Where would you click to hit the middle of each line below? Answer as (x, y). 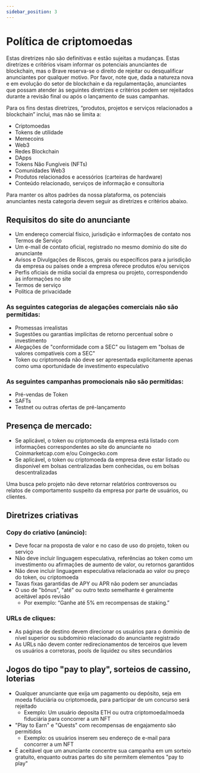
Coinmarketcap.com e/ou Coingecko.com (66, 453)
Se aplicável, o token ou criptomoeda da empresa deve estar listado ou (102, 460)
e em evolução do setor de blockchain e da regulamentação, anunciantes (96, 83)
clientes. (17, 496)
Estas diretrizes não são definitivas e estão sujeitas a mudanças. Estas (93, 58)
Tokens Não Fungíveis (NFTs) (51, 164)
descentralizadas (36, 472)
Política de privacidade (43, 292)
